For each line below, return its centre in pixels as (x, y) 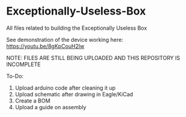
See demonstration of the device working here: (65, 39)
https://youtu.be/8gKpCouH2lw (45, 46)
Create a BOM (33, 101)
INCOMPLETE (24, 64)
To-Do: (15, 76)
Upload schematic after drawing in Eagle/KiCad (74, 94)
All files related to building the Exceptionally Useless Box (77, 28)
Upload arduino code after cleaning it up (65, 88)
